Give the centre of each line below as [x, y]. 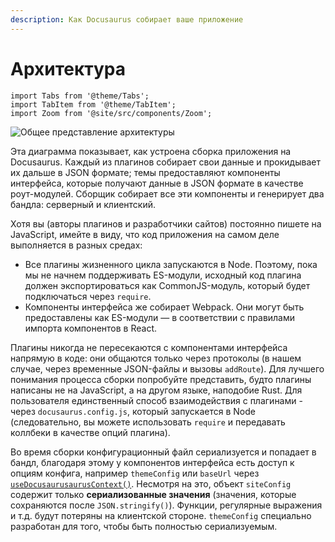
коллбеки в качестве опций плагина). [90, 432]
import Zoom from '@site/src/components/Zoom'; [111, 113]
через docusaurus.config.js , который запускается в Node [133, 411]
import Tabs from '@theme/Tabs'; [80, 96]
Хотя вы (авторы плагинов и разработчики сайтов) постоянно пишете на [166, 223]
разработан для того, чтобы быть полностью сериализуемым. [144, 526]
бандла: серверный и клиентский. [83, 204]
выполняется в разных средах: [76, 245]
